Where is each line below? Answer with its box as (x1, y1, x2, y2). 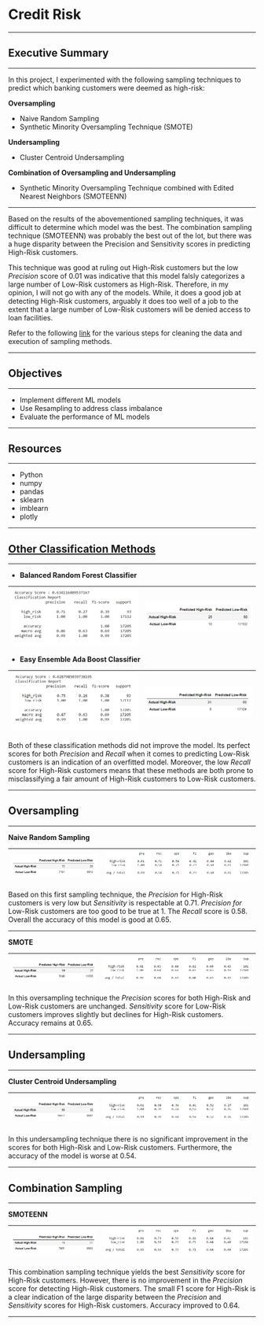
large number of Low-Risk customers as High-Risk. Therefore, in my (8, 279, 229, 289)
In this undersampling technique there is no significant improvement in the (8, 1134, 249, 1144)
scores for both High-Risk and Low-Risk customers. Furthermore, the (8, 1143, 233, 1153)
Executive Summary (8, 46, 109, 60)
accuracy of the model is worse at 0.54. (8, 1151, 137, 1160)
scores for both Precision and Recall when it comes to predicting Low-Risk (8, 749, 250, 758)
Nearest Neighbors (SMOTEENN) (19, 191, 127, 201)
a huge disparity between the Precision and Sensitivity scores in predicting (8, 239, 251, 249)
